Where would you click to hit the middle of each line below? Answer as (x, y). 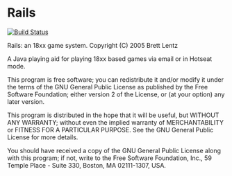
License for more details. (43, 137)
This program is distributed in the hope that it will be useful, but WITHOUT (113, 115)
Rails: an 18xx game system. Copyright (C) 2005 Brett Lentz (93, 45)
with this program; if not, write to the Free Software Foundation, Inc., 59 (109, 158)
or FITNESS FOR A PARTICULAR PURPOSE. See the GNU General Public (110, 130)
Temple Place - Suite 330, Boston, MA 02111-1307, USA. (87, 165)
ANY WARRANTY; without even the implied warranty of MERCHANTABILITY (116, 122)
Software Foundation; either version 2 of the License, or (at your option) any (116, 94)
